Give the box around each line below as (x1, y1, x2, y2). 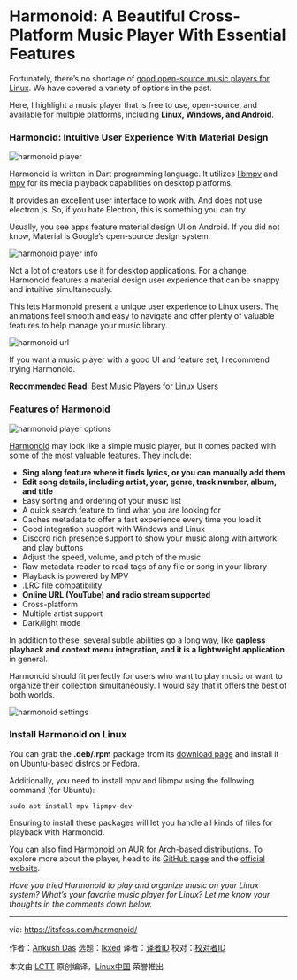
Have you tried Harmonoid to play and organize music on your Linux (9, 879, 259, 891)
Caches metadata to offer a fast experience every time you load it (21, 513, 262, 524)
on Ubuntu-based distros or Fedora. (9, 758, 140, 768)
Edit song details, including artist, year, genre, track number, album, (21, 476, 277, 487)
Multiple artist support (21, 608, 103, 619)
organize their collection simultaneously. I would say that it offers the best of (9, 680, 287, 691)
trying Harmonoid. (9, 364, 76, 374)
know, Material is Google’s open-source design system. (9, 231, 211, 242)
